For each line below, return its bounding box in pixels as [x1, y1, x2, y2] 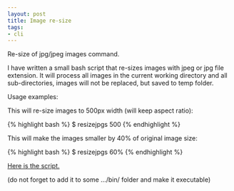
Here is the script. [7, 162, 60, 170]
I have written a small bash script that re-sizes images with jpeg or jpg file [7, 63, 225, 72]
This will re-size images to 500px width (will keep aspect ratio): [7, 106, 194, 115]
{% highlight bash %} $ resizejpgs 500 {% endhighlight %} [7, 120, 180, 129]
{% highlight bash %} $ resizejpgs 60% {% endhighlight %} [7, 148, 183, 157]
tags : [7, 24, 24, 31]
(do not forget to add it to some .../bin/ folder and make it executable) [7, 175, 211, 184]
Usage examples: [7, 93, 58, 101]
